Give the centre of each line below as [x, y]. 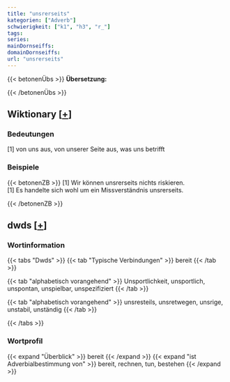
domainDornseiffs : [34, 53]
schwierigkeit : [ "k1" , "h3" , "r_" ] [59, 26]
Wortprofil [25, 341]
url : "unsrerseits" [36, 59]
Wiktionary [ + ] [39, 115]
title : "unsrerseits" [39, 14]
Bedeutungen [31, 135]
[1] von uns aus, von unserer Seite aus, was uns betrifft [86, 149]
